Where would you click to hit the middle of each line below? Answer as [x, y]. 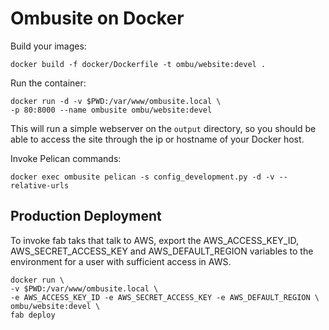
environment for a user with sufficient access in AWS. [121, 261]
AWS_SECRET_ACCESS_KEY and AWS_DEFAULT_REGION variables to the [162, 251]
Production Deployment [86, 216]
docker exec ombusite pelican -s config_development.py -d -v [142, 177]
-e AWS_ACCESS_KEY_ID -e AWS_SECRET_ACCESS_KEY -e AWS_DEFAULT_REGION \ [165, 297]
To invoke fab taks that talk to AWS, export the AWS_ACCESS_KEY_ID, [154, 240]
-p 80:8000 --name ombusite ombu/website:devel [111, 110]
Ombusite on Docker [97, 18]
